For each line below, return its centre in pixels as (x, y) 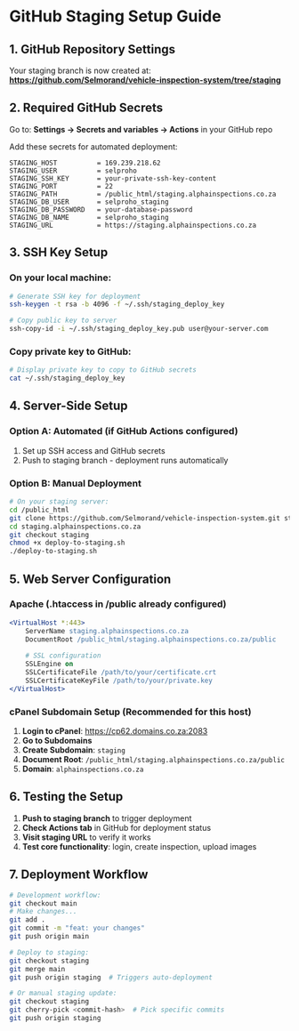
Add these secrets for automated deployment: (93, 146)
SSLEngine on (49, 665)
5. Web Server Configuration (90, 579)
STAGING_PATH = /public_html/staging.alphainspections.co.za (143, 194)
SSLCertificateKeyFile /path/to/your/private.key (119, 681)
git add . (28, 920)
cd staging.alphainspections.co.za (75, 527)
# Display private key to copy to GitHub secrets (103, 370)
